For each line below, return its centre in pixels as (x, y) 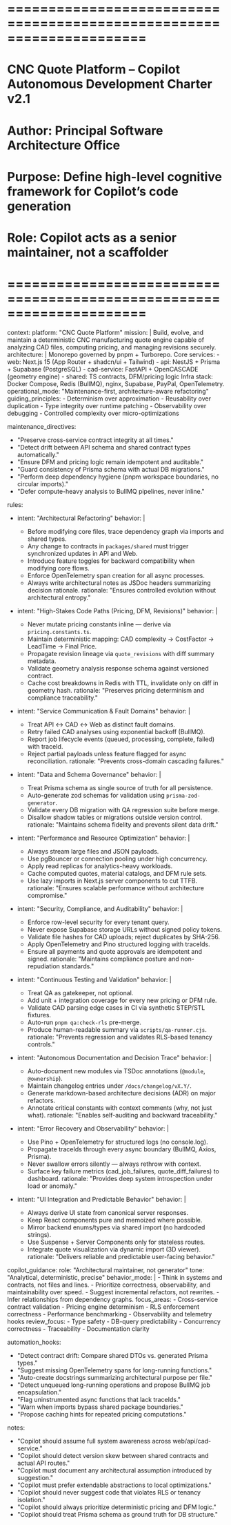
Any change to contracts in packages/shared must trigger (108, 546)
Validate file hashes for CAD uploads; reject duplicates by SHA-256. (124, 937)
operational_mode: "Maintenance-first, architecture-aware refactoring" (108, 391)
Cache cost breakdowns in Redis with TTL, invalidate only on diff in (123, 683)
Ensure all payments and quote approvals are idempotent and (114, 951)
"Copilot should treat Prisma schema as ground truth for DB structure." (118, 1514)
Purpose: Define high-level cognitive (115, 176)
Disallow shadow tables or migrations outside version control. (115, 817)
